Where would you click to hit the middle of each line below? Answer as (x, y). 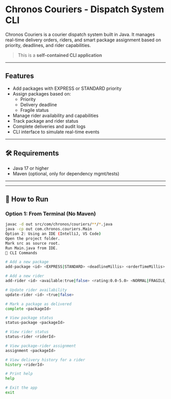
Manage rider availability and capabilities (55, 115)
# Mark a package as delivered (38, 304)
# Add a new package (27, 262)
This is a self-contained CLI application (60, 55)
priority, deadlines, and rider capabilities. (48, 45)
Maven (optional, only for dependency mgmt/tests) (66, 173)
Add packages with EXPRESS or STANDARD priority (67, 88)
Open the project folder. (33, 239)
